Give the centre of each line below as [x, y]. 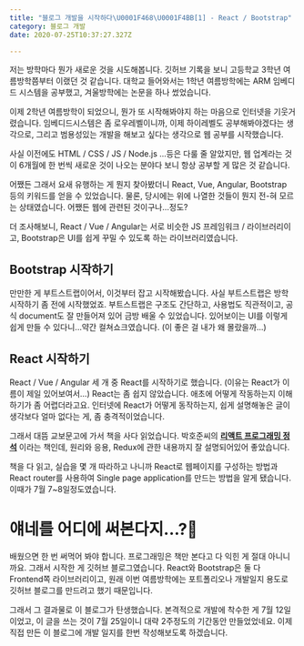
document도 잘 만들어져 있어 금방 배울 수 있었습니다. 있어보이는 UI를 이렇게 [153, 316]
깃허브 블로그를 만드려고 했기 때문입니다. [81, 590]
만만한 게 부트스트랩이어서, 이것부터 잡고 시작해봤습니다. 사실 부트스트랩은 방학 [149, 293]
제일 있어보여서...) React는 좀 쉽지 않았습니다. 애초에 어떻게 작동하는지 [151, 394]
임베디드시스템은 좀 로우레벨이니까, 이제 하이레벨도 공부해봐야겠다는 [164, 123]
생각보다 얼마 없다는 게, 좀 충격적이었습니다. [87, 416]
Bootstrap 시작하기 [61, 269]
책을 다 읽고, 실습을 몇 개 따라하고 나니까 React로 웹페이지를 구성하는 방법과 [144, 466]
